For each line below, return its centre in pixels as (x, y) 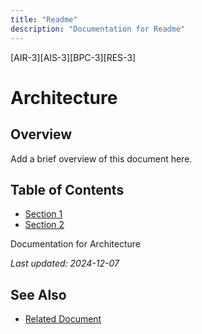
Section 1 (43, 214)
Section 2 (44, 225)
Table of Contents (67, 189)
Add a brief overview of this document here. (101, 158)
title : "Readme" (44, 19)
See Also (38, 294)
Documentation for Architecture (75, 244)
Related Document (63, 319)
